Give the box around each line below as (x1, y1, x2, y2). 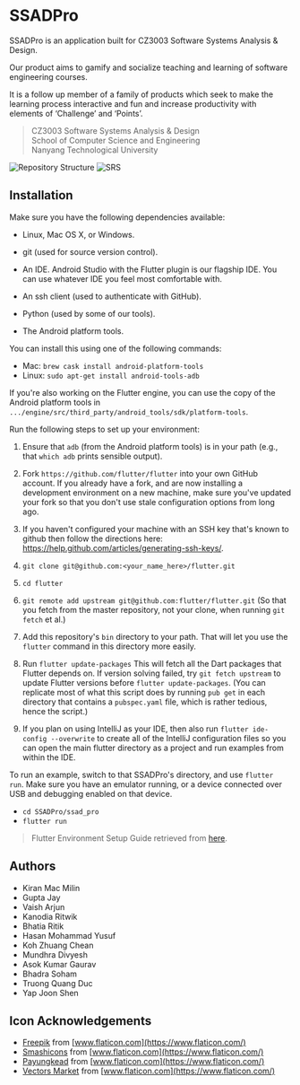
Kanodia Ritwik (21, 911, 78, 922)
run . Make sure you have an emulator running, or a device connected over (9, 778, 283, 790)
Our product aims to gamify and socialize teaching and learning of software (9, 62, 288, 73)
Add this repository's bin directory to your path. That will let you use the (21, 631, 288, 642)
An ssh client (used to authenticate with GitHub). (21, 291, 201, 302)
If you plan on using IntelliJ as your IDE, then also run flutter (21, 723, 249, 734)
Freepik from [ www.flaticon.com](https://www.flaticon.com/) (21, 1037, 246, 1048)
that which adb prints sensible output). (21, 451, 163, 461)
